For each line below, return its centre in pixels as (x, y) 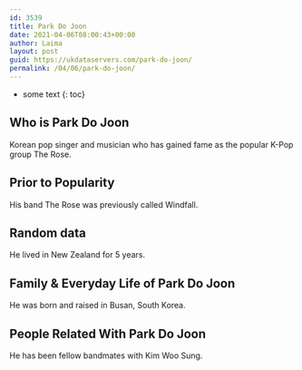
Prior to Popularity (62, 183)
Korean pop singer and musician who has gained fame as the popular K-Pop (151, 144)
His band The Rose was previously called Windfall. (104, 204)
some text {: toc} (54, 94)
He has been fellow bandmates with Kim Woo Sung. (106, 355)
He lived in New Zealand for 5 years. (78, 255)
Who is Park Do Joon (69, 123)
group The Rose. (41, 154)
